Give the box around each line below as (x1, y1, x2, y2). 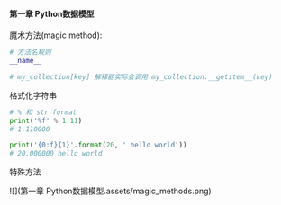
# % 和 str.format (9, 108, 77, 117)
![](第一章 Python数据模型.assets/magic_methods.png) (9, 185, 212, 197)
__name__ (9, 57, 42, 66)
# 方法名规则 (9, 48, 51, 58)
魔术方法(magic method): (9, 30, 103, 40)
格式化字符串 (9, 90, 57, 101)
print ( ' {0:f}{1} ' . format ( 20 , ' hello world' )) (9, 140, 187, 150)
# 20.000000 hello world (9, 149, 103, 158)
